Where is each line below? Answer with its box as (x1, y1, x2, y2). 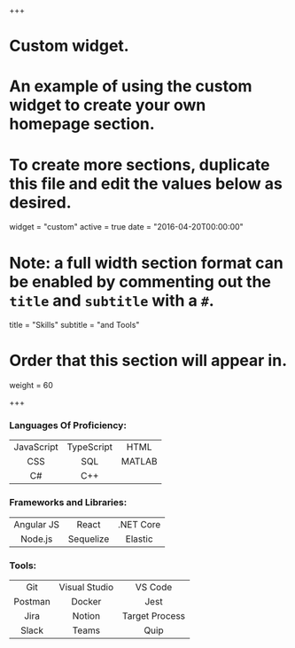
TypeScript (66, 441, 113, 453)
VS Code (135, 582, 173, 594)
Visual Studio (58, 582, 114, 594)
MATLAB (120, 456, 158, 468)
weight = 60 (9, 380, 53, 391)
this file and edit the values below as (9, 174, 283, 193)
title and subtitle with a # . (9, 290, 214, 310)
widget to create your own (9, 95, 206, 115)
